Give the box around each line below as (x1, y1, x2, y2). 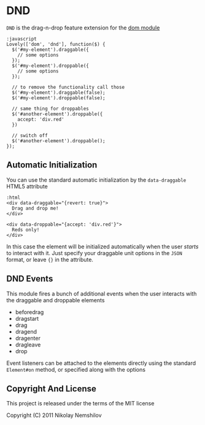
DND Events (6, 274, 53, 284)
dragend (15, 327, 37, 335)
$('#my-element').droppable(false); (12, 94, 106, 101)
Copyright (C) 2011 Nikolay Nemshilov (6, 412, 102, 419)
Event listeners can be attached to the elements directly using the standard (6, 359, 196, 367)
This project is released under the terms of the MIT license (6, 400, 155, 407)
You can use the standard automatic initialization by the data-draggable (6, 176, 187, 183)
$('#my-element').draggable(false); (12, 90, 106, 96)
